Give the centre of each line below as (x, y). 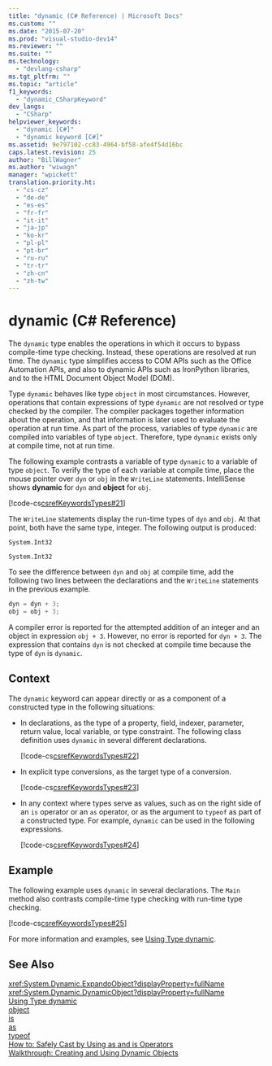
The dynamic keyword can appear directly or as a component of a (117, 698)
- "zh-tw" (32, 281)
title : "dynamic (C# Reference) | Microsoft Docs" (96, 16)
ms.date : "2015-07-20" (47, 31)
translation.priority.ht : (52, 183)
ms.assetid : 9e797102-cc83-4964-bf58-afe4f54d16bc (96, 144)
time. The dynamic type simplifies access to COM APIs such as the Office (130, 361)
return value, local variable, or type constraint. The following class (131, 731)
